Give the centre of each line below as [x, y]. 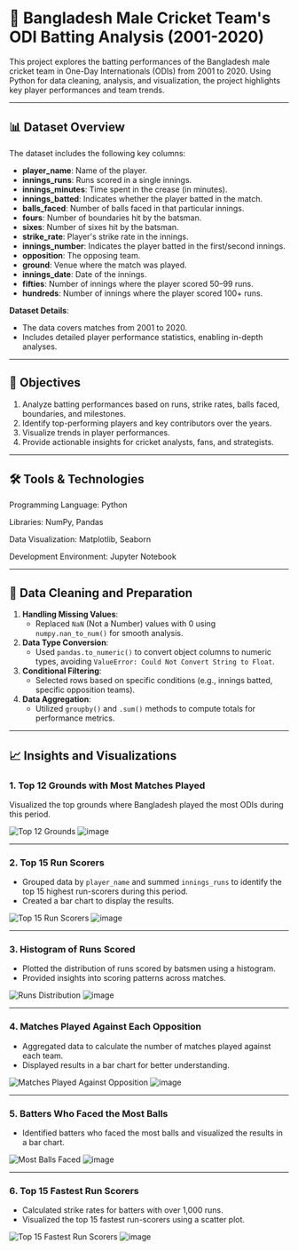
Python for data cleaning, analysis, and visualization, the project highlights [145, 80]
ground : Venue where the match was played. [104, 265]
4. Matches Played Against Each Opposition [106, 1027]
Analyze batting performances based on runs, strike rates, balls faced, [151, 404]
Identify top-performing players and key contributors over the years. [147, 423]
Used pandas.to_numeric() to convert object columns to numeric [153, 652]
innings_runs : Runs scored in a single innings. [107, 179]
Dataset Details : [39, 310]
